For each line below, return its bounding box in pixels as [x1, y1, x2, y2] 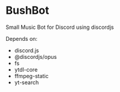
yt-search [14, 79, 39, 86]
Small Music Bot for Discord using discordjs [5, 23, 114, 31]
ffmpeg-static [14, 72, 49, 79]
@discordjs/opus [14, 53, 57, 60]
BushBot [5, 4, 49, 17]
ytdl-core [14, 66, 38, 73]
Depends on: [5, 35, 37, 42]
